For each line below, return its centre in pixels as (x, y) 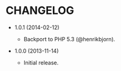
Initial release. (41, 63)
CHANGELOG (40, 11)
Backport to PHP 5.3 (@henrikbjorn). (69, 39)
